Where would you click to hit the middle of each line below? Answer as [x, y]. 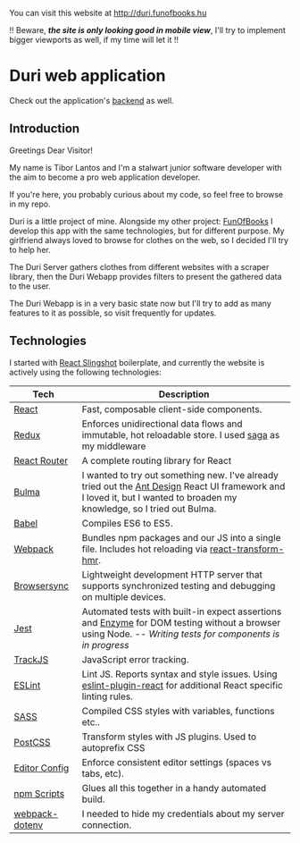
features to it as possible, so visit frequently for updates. [113, 313]
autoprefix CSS [113, 747]
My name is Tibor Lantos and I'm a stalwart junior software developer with [146, 167]
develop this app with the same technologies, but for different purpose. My [147, 231]
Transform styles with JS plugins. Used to [169, 737]
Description [184, 394]
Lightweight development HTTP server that [172, 574]
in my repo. [30, 204]
